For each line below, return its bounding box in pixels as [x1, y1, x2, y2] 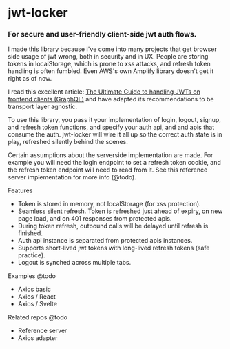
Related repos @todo [8, 313, 68, 321]
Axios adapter [17, 334, 58, 342]
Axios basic [17, 285, 51, 294]
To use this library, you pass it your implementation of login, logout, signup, [8, 116, 221, 124]
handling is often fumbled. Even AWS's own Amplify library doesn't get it [8, 67, 214, 75]
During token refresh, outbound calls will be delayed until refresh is [17, 222, 209, 230]
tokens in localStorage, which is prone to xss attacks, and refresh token [8, 60, 211, 68]
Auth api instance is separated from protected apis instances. [17, 237, 193, 245]
